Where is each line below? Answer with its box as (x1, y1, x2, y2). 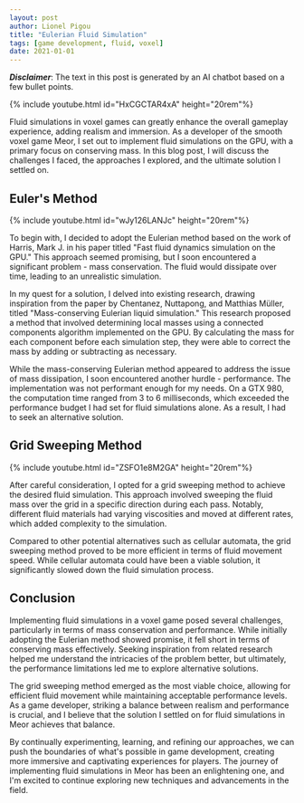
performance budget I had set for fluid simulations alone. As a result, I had (9, 402, 287, 413)
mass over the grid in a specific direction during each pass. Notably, (9, 499, 264, 510)
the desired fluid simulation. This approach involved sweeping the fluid (9, 489, 273, 500)
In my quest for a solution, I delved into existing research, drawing (9, 288, 256, 299)
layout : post (9, 13, 59, 23)
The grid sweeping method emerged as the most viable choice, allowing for (9, 680, 291, 691)
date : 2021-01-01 (9, 47, 75, 56)
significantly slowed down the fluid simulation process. (9, 564, 214, 575)
